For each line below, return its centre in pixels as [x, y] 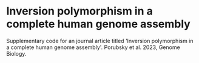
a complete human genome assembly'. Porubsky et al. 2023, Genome [93, 47]
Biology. [16, 53]
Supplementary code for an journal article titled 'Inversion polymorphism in [100, 41]
